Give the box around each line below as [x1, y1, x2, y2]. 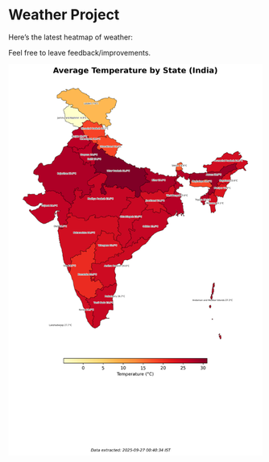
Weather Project [8, 6, 120, 24]
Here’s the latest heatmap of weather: [8, 32, 133, 42]
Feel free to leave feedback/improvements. [8, 47, 151, 57]
